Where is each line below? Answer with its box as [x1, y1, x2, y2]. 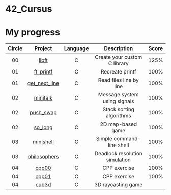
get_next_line [27, 80, 60, 87]
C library [108, 60, 129, 67]
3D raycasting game [94, 181, 143, 188]
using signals [102, 97, 134, 105]
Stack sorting [102, 106, 135, 113]
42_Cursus [5, 3, 52, 15]
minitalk [34, 94, 53, 102]
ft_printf [34, 68, 53, 76]
